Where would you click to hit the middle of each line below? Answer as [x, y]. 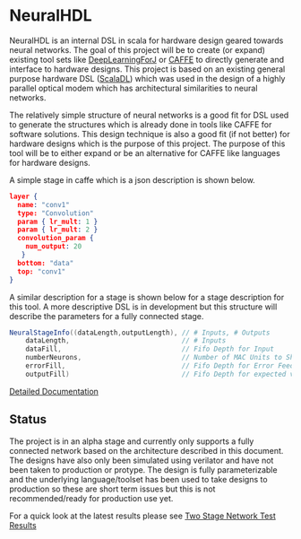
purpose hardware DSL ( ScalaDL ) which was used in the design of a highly [147, 78]
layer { [24, 196]
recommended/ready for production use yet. [91, 498]
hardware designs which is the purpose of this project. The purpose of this [147, 143]
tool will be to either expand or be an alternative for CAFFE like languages [145, 152]
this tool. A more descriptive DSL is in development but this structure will [143, 307]
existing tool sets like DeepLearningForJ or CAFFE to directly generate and [147, 59]
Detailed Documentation [54, 391]
